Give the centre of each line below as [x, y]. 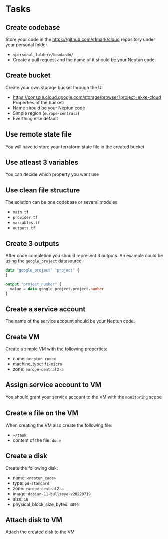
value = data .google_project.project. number [57, 289]
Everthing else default [35, 118]
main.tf [20, 212]
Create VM [22, 337]
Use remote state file [38, 134]
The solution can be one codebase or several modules [61, 202]
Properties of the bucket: [38, 102]
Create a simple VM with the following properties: [56, 349]
